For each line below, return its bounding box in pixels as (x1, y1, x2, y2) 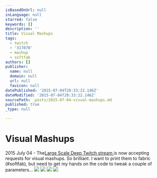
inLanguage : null (5, 12, 42, 17)
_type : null (5, 107, 30, 112)
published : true (5, 102, 40, 107)
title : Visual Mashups (5, 31, 53, 36)
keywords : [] (5, 21, 33, 27)
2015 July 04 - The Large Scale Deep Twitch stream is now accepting (5, 150, 149, 156)
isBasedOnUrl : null (5, 7, 47, 13)
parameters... (5, 166, 33, 173)
